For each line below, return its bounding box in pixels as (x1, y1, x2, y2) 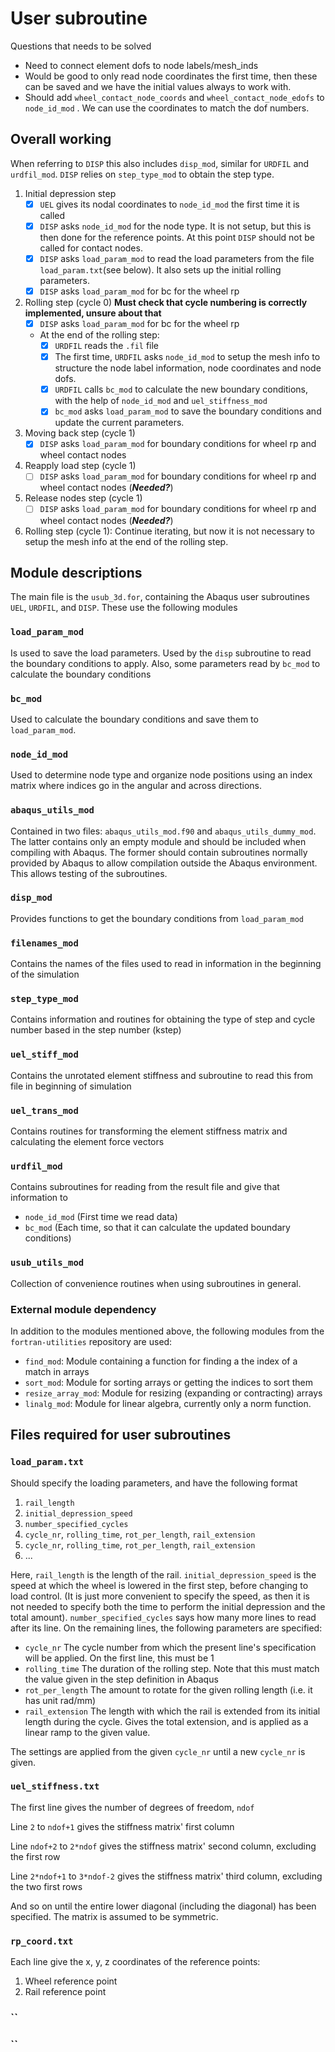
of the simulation (10, 968, 80, 981)
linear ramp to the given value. (24, 1726, 151, 1738)
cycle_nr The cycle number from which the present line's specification (24, 1641, 317, 1653)
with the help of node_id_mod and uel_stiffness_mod (54, 395, 268, 407)
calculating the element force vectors (10, 1135, 165, 1147)
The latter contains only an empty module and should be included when (10, 835, 307, 847)
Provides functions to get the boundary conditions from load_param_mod (10, 912, 304, 924)
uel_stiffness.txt (10, 1781, 100, 1792)
